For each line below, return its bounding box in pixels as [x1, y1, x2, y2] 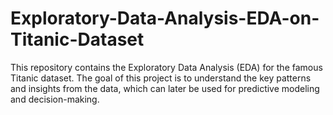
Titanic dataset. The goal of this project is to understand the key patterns [10, 72, 312, 84]
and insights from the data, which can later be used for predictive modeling [10, 82, 320, 94]
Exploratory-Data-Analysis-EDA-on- [10, 7, 320, 30]
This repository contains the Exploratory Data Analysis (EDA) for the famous [10, 61, 323, 73]
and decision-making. [10, 93, 100, 105]
